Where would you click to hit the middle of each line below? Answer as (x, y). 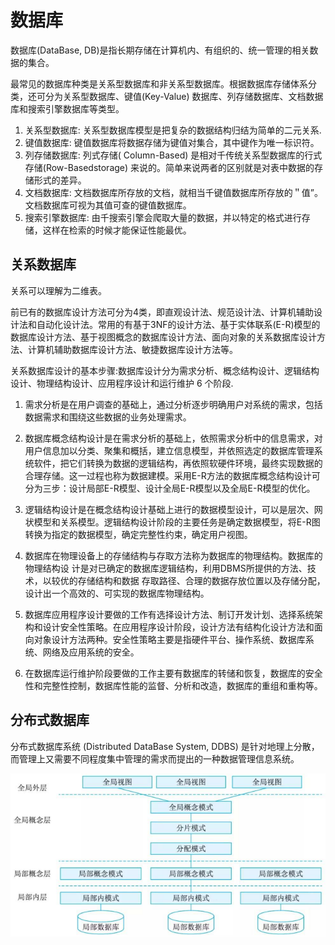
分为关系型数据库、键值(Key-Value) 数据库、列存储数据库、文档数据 (184, 96)
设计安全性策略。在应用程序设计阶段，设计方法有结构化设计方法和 (178, 627)
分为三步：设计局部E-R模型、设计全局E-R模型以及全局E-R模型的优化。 (170, 488)
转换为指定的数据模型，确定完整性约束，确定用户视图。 (138, 534)
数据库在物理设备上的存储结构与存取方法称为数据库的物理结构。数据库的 (173, 555)
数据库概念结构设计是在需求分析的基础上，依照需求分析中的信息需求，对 (173, 438)
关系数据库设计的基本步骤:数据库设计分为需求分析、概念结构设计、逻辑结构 (165, 370)
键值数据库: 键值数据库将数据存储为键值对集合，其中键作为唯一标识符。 (172, 142)
